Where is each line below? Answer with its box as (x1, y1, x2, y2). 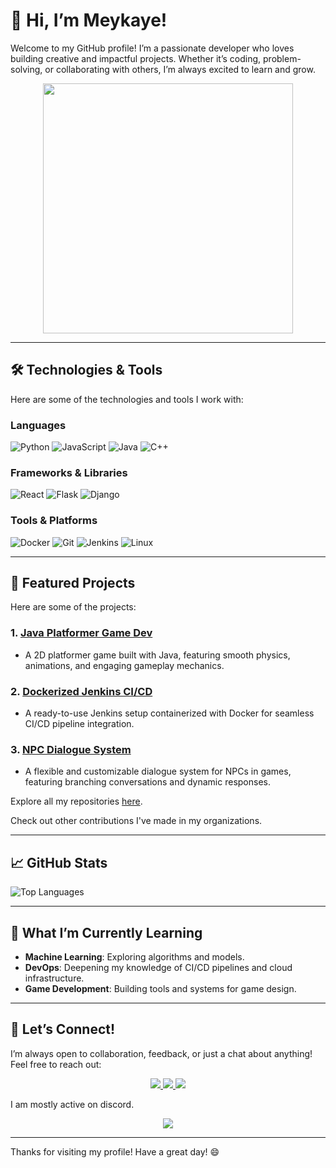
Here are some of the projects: (10, 601, 137, 613)
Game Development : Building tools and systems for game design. (24, 982, 297, 994)
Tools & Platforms (10, 514, 98, 528)
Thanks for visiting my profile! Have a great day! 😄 (10, 1145, 220, 1158)
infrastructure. (24, 972, 85, 984)
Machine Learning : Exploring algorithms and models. (24, 950, 245, 963)
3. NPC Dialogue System (10, 742, 132, 756)
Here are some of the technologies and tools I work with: (10, 393, 244, 405)
